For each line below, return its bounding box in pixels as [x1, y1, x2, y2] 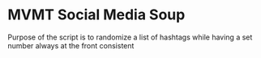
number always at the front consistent [7, 40, 135, 50]
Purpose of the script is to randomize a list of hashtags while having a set [7, 32, 253, 42]
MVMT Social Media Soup [7, 6, 186, 24]
